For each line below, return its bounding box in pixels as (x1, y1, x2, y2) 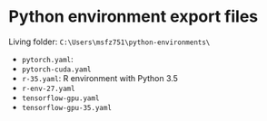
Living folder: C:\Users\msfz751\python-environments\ (8, 36, 211, 47)
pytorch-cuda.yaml (21, 65, 92, 74)
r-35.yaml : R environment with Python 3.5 (21, 72, 179, 83)
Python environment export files (8, 6, 259, 27)
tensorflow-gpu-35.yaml (21, 103, 113, 112)
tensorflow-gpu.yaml (21, 93, 100, 103)
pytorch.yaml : (21, 53, 74, 64)
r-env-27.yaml (21, 84, 75, 93)
